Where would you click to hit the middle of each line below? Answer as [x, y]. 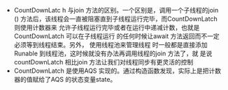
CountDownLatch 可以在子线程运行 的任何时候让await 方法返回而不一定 [116, 36]
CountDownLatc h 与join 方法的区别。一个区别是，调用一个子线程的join [116, 10]
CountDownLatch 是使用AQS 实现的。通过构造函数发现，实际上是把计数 [117, 71]
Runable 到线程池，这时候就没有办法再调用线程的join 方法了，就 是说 [113, 53]
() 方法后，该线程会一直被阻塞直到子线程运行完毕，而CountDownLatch [116, 19]
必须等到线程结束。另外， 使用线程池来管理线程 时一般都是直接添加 [111, 45]
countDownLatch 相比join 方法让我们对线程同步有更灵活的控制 [104, 62]
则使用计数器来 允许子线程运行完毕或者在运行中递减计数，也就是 [107, 27]
